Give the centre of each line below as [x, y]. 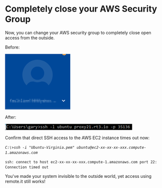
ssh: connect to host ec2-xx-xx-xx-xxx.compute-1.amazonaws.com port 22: [81, 162]
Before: [12, 47]
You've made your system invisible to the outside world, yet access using [78, 176]
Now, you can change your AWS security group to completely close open [78, 32]
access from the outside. [30, 38]
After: [11, 117]
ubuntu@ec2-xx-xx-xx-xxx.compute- [112, 147]
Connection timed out [27, 167]
